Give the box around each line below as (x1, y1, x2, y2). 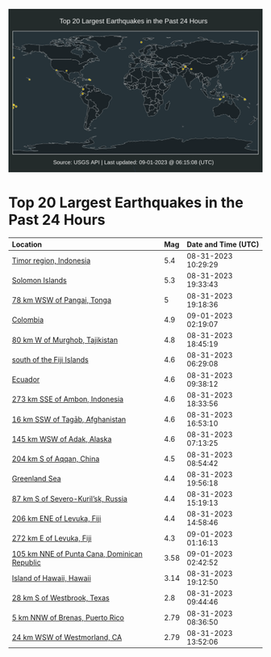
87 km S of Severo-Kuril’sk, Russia (11, 494, 127, 503)
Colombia (11, 315, 44, 324)
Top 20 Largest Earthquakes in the (8, 193, 244, 211)
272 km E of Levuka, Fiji (11, 533, 92, 543)
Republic (11, 557, 42, 567)
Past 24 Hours (8, 210, 106, 229)
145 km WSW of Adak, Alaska (11, 434, 112, 443)
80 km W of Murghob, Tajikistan (11, 335, 119, 345)
